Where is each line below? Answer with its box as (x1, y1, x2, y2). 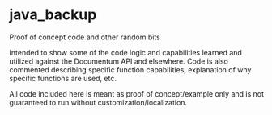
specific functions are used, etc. (9, 73, 117, 83)
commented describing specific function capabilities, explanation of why (9, 64, 252, 74)
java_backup (9, 6, 97, 24)
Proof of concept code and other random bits (9, 32, 161, 42)
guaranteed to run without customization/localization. (9, 97, 188, 107)
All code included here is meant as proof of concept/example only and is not (9, 88, 264, 98)
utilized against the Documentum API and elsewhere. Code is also (9, 56, 229, 66)
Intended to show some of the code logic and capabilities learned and (9, 47, 242, 57)
